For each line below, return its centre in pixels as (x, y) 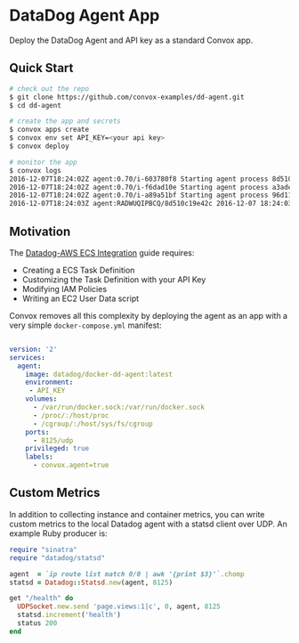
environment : (49, 383)
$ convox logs (36, 170)
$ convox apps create (49, 130)
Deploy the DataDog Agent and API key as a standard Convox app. (131, 40)
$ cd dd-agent (36, 105)
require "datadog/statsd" (57, 558)
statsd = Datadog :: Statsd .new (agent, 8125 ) (91, 582)
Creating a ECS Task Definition (78, 270)
